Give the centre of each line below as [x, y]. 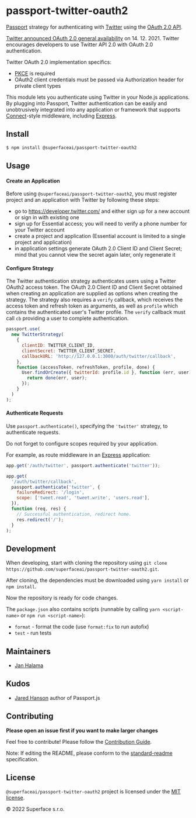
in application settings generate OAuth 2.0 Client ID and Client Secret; [98, 248]
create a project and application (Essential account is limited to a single [100, 236]
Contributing [30, 717]
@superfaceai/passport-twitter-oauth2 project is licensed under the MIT [93, 792]
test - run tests [33, 633]
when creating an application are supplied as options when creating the [92, 294]
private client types [38, 85]
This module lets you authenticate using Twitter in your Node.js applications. [98, 97]
